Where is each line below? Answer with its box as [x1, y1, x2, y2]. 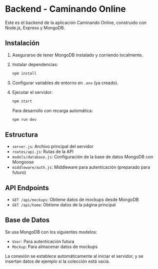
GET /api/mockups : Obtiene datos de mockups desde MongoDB [12, 197, 139, 202]
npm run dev [12, 117, 37, 122]
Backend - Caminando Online [5, 3, 126, 15]
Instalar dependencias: [12, 61, 59, 67]
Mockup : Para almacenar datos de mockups [12, 244, 98, 249]
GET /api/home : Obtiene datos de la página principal [12, 202, 116, 207]
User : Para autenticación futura [12, 238, 75, 244]
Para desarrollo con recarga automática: [12, 108, 94, 113]
